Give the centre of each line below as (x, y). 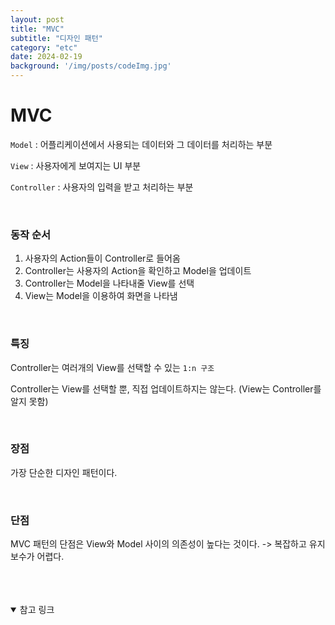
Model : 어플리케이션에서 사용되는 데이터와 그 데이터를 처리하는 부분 (141, 144)
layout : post (37, 19)
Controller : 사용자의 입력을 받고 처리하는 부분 (102, 187)
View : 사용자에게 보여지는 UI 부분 (76, 165)
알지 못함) (29, 401)
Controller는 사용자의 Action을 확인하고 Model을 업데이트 (138, 271)
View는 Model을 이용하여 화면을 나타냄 (101, 296)
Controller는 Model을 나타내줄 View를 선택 (109, 283)
